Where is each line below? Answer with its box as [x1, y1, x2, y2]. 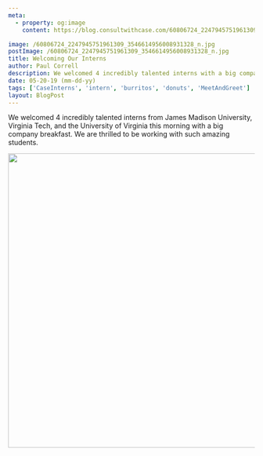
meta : [8, 11, 26, 20]
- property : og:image [15, 19, 86, 27]
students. [8, 138, 39, 148]
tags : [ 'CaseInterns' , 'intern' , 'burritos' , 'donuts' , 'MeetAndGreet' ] [8, 84, 250, 92]
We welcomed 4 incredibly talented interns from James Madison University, [8, 113, 253, 122]
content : [22, 26, 51, 34]
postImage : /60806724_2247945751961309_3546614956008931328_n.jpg [8, 48, 229, 56]
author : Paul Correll [8, 62, 79, 71]
